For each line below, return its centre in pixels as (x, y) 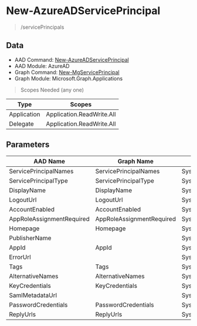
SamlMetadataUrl (33, 295)
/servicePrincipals (42, 27)
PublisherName (30, 238)
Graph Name (135, 161)
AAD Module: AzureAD (42, 66)
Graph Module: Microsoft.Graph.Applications (69, 78)
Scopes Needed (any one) (52, 90)
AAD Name (49, 161)
